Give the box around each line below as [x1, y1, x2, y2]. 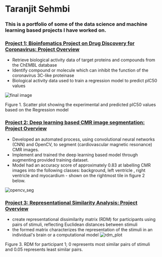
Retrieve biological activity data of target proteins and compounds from [12, 57, 156, 63]
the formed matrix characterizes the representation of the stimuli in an [12, 227, 153, 232]
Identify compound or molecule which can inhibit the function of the [12, 67, 148, 73]
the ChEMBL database [12, 62, 57, 68]
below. [12, 178, 26, 184]
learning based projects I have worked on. [5, 27, 107, 34]
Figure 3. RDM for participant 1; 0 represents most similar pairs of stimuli [5, 241, 150, 247]
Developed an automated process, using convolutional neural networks [12, 136, 155, 142]
